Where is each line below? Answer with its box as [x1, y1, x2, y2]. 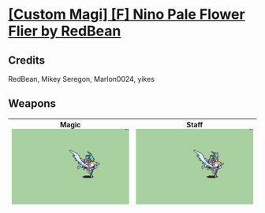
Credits [8, 53, 46, 67]
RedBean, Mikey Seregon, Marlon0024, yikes [8, 75, 155, 83]
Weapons [8, 97, 57, 111]
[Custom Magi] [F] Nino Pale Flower [8, 6, 246, 24]
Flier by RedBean [8, 22, 121, 40]
